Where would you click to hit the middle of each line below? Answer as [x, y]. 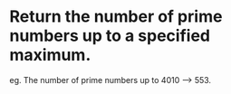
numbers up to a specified [110, 36]
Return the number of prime [116, 17]
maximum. [50, 55]
